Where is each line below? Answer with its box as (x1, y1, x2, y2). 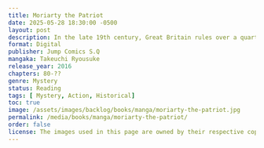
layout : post (8, 26, 51, 34)
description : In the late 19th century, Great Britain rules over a (8, 33, 237, 42)
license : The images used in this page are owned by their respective (8, 128, 244, 135)
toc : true (8, 99, 41, 106)
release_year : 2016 (8, 63, 72, 70)
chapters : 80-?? (8, 70, 61, 78)
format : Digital (8, 41, 61, 49)
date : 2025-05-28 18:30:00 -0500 (8, 19, 118, 27)
